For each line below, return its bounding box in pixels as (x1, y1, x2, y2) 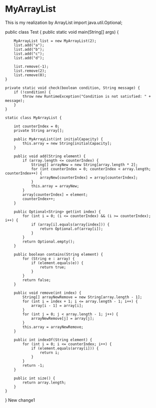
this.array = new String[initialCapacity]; (22, 141, 112, 146)
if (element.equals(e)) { (31, 260, 84, 265)
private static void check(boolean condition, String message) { (5, 85, 140, 90)
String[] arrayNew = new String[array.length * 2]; (31, 162, 138, 167)
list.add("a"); (14, 42, 45, 47)
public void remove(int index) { (14, 290, 82, 295)
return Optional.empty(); (22, 239, 75, 244)
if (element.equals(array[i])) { (31, 346, 99, 351)
